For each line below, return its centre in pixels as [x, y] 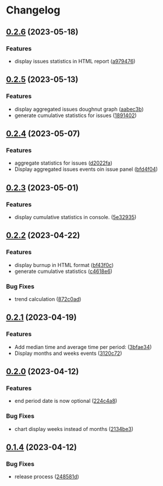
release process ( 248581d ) [47, 477]
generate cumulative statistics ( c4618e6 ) [63, 271]
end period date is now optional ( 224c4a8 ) [66, 401]
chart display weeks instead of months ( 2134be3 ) [74, 429]
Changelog [33, 10]
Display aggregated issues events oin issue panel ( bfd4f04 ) [86, 169]
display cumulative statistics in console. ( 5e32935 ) [75, 217]
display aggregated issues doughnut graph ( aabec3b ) [79, 109]
